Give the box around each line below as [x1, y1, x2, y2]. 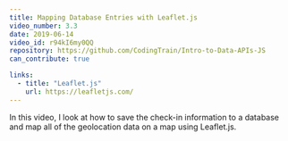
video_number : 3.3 [9, 21, 78, 30]
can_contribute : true [9, 54, 90, 63]
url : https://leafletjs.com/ [25, 87, 134, 96]
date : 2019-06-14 [9, 29, 74, 38]
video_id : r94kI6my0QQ [9, 37, 94, 47]
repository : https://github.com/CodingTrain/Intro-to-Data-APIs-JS [9, 46, 267, 55]
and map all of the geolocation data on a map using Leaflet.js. [9, 121, 237, 132]
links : [9, 70, 34, 80]
